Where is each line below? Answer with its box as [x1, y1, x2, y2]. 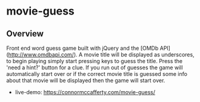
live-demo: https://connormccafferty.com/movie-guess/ [15, 89, 156, 95]
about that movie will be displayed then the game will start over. [6, 77, 165, 84]
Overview [6, 29, 44, 39]
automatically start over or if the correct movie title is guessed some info [6, 70, 188, 77]
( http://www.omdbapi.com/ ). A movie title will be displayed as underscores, [6, 51, 195, 58]
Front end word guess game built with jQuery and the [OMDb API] [6, 44, 171, 52]
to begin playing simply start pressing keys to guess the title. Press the [6, 58, 183, 64]
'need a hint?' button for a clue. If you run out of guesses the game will [6, 64, 183, 71]
